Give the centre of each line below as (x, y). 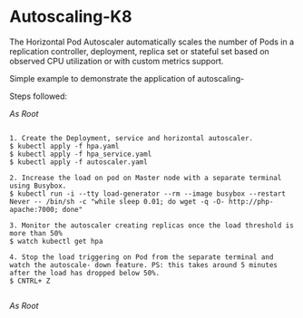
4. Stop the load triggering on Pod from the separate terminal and (142, 257)
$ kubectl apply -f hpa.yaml (64, 146)
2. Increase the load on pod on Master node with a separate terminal (146, 178)
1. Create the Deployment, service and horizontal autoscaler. (132, 138)
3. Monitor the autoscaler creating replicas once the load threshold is (152, 225)
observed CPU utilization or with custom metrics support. (117, 61)
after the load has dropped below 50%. (85, 273)
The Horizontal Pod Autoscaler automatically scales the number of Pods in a (152, 42)
